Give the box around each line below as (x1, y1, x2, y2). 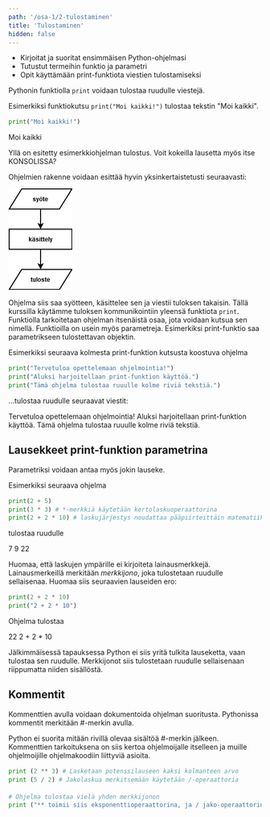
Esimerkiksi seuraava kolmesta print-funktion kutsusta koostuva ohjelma (8, 348, 248, 357)
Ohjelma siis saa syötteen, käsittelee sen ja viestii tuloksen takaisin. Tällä (8, 298, 249, 307)
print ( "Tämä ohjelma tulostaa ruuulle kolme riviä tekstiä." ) (8, 382, 221, 390)
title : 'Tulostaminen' (8, 21, 84, 30)
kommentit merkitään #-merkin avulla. (8, 717, 134, 728)
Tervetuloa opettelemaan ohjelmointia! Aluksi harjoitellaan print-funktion (8, 411, 247, 421)
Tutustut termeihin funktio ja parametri (19, 61, 147, 72)
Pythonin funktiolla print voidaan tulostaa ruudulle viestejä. (8, 85, 205, 96)
